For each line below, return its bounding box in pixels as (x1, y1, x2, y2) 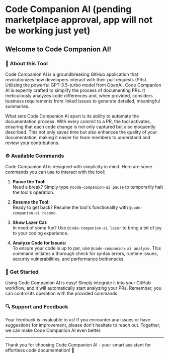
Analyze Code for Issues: (12, 240, 67, 246)
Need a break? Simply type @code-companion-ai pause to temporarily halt (12, 184, 163, 190)
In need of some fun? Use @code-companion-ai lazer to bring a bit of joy (12, 225, 162, 231)
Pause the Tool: (12, 179, 46, 185)
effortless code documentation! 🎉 (5, 347, 74, 353)
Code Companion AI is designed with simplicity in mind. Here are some (5, 164, 152, 170)
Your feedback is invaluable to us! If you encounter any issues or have (5, 316, 151, 322)
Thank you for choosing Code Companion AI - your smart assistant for (5, 341, 151, 347)
